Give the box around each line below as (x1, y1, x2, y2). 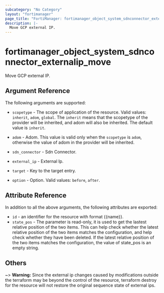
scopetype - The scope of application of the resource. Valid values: (12, 109, 146, 115)
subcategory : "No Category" (5, 7, 62, 12)
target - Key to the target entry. (12, 168, 76, 174)
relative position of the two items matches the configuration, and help (12, 229, 152, 235)
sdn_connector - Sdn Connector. (12, 149, 77, 155)
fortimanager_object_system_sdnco (5, 46, 155, 58)
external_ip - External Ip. (12, 158, 64, 164)
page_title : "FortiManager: (5, 16, 62, 21)
